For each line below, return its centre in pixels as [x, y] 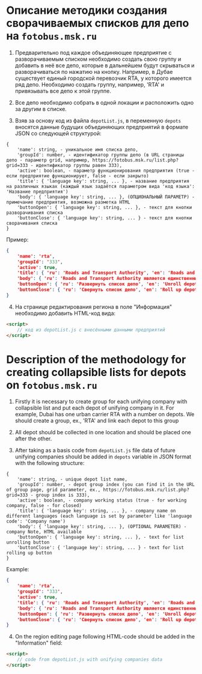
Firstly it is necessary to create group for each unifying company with [101, 402]
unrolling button [28, 542]
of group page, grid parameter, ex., [54, 490]
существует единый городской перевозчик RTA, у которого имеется [103, 78]
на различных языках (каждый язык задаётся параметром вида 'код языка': [101, 186]
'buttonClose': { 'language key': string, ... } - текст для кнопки [105, 218]
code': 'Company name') [36, 521]
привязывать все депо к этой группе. [63, 91]
